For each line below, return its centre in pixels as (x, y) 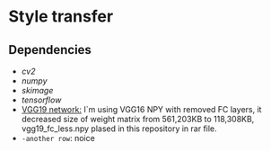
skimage (37, 90)
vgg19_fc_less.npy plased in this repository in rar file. (119, 129)
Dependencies (50, 50)
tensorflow (41, 100)
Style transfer (61, 17)
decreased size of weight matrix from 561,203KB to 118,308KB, (138, 119)
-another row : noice (58, 138)
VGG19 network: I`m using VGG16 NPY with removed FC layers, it (141, 109)
